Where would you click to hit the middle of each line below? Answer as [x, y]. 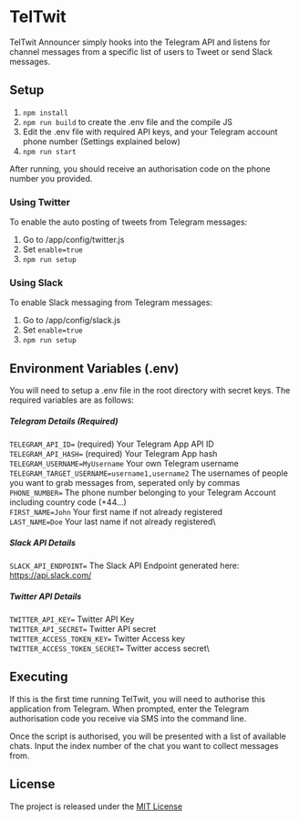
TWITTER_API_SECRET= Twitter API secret [83, 629]
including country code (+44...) [68, 502]
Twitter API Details [46, 596]
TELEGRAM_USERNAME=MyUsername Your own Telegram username [124, 464]
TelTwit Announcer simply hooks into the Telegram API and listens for [140, 42]
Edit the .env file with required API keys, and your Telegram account [150, 132]
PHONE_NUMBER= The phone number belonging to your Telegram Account [143, 493]
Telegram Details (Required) [64, 421]
